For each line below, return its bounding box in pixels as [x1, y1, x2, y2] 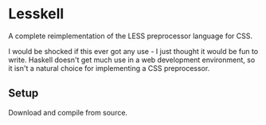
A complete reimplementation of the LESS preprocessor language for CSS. [8, 31, 253, 41]
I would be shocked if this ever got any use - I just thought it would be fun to [8, 46, 259, 56]
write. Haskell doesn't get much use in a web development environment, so [8, 55, 256, 64]
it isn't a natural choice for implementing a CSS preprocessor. [8, 63, 210, 72]
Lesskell [8, 5, 65, 23]
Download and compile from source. [8, 107, 128, 117]
